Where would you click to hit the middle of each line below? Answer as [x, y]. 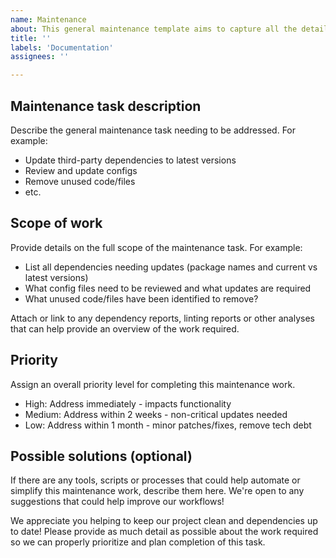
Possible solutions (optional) [101, 456]
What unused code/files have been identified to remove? [141, 298]
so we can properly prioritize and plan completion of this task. [138, 542]
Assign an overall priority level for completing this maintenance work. [153, 384]
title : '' [31, 38]
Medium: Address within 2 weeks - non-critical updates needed [156, 414]
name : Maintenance [48, 19]
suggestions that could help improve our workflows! [117, 502]
